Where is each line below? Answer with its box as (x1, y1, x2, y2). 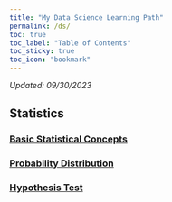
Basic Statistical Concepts (9, 133, 129, 145)
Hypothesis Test (9, 181, 83, 194)
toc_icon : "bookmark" (9, 55, 91, 64)
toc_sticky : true (9, 47, 75, 56)
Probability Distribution (9, 157, 115, 170)
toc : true (9, 30, 47, 39)
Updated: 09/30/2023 (9, 80, 92, 90)
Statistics (9, 106, 65, 122)
